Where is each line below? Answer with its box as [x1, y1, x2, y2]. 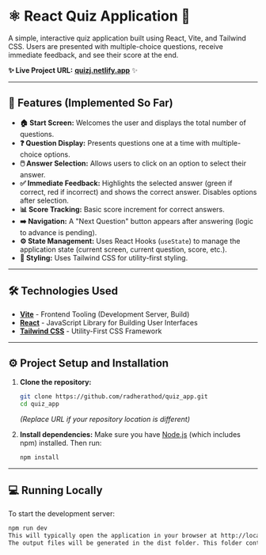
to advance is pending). [19, 227, 97, 237]
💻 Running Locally [8, 484, 103, 497]
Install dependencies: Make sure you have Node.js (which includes [19, 430, 241, 439]
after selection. [19, 196, 69, 205]
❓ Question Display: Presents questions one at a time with [19, 138, 211, 147]
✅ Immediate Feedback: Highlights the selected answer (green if [19, 178, 233, 188]
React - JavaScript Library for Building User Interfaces [19, 317, 198, 327]
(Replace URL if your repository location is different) [19, 415, 191, 424]
